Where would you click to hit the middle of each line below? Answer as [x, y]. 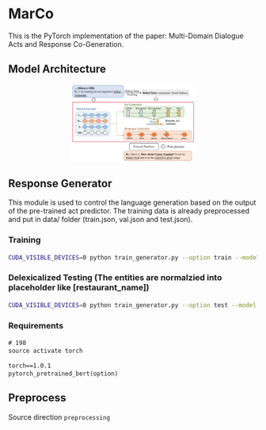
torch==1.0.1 [30, 366]
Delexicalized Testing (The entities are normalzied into [115, 278]
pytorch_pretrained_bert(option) [63, 374]
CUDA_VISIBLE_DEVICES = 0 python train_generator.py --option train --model [134, 257]
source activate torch [46, 351]
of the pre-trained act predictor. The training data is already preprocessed [129, 211]
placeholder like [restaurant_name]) [79, 288]
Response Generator [60, 183]
